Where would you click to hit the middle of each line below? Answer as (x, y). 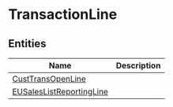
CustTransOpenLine (49, 79)
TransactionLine (63, 15)
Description (138, 66)
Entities (27, 44)
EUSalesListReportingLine (60, 92)
